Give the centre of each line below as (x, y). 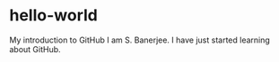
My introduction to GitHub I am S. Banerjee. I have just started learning (140, 40)
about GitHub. (35, 49)
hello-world (54, 15)
